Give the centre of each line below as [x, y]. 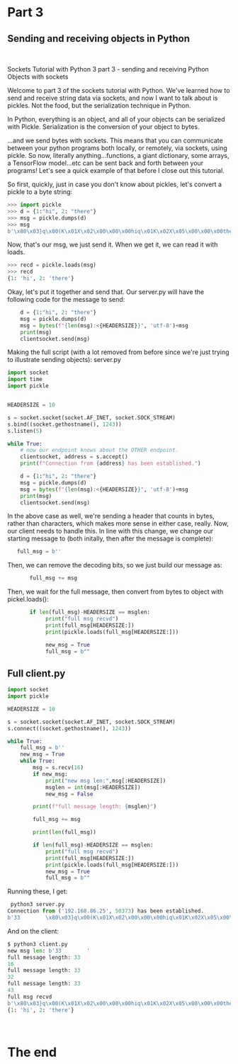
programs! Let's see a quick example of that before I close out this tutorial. [116, 170]
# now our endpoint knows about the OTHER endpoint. [100, 451]
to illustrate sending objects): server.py [64, 360]
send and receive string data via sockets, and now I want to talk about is [113, 98]
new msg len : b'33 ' [49, 951]
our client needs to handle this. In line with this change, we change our [110, 531]
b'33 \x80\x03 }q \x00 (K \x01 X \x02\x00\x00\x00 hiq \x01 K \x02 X [106, 918]
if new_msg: [51, 774]
